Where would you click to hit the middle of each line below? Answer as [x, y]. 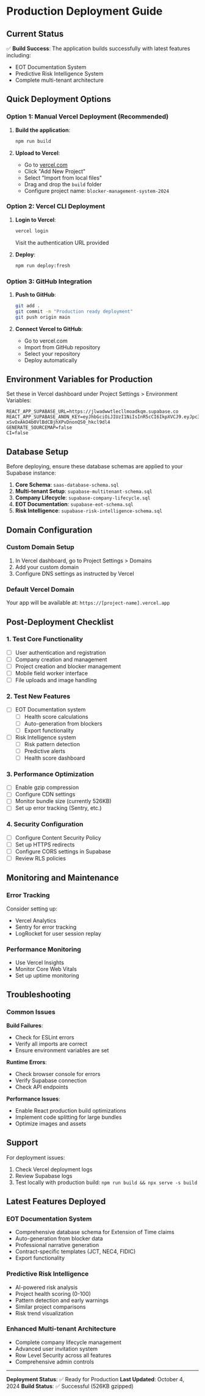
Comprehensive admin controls [55, 1361]
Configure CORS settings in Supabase [63, 851]
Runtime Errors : [27, 1062]
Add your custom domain [47, 567]
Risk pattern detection [52, 744]
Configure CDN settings [45, 794]
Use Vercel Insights [39, 962]
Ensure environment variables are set [62, 1050]
